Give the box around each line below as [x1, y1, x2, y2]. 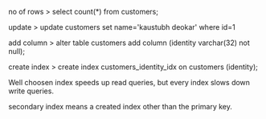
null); [8, 47, 26, 55]
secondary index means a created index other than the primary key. [8, 102, 233, 111]
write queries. [8, 86, 55, 96]
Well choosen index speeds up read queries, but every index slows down [8, 78, 251, 87]
